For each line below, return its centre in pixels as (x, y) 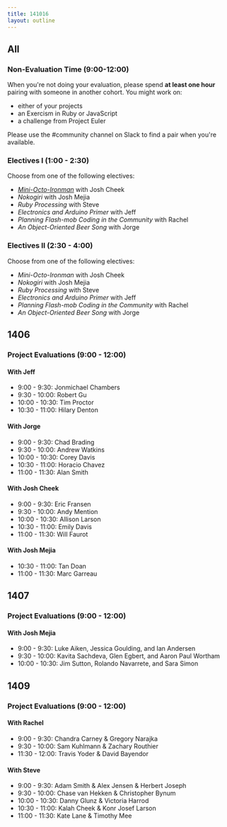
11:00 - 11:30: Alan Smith (53, 472)
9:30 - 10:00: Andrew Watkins (61, 450)
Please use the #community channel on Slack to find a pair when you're (112, 135)
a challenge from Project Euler (62, 121)
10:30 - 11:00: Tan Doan (52, 566)
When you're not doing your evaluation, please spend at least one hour (111, 85)
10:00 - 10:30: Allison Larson (59, 519)
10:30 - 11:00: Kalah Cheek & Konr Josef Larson (87, 809)
